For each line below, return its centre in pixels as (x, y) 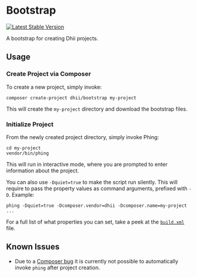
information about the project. (42, 171)
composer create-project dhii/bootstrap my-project (71, 98)
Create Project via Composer (49, 74)
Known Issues (33, 247)
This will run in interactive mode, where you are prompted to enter (87, 164)
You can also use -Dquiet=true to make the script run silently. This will (92, 182)
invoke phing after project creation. (57, 267)
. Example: (21, 194)
